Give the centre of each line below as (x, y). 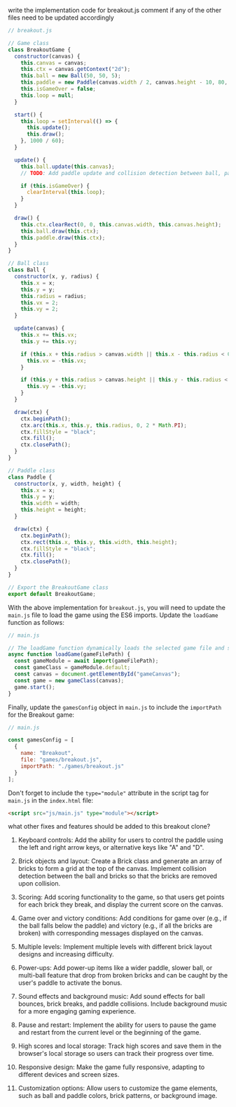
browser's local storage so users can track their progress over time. (116, 1054)
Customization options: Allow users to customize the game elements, (118, 1088)
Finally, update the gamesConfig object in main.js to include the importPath (115, 707)
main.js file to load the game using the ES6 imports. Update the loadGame (113, 615)
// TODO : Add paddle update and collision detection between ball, (121, 173)
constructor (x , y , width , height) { (68, 484)
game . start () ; (35, 687)
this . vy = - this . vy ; (56, 387)
